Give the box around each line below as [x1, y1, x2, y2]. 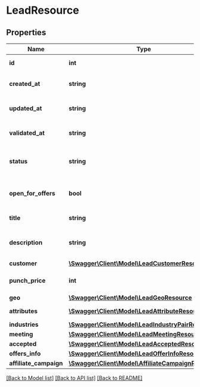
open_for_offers [9, 189, 55, 197]
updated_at [9, 104, 42, 112]
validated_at [9, 129, 45, 137]
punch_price [9, 277, 46, 284]
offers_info [9, 349, 41, 358]
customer [9, 259, 37, 267]
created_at [9, 80, 40, 88]
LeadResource [6, 4, 79, 17]
